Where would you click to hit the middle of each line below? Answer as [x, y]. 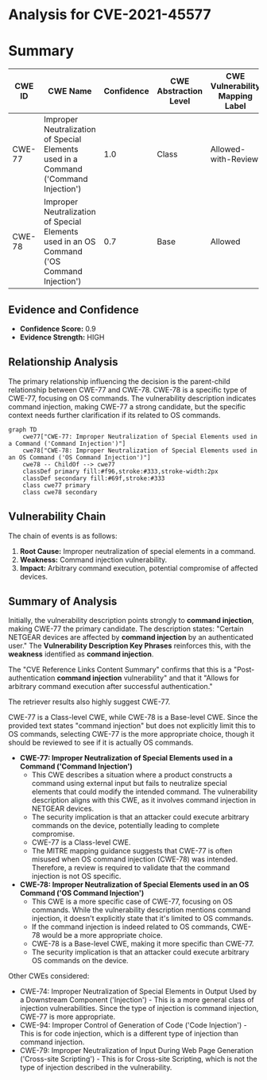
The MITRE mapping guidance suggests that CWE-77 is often [132, 851]
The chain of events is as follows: [63, 536]
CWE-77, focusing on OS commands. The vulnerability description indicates [132, 398]
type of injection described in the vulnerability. [96, 1067]
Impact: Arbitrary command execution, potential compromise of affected [139, 568]
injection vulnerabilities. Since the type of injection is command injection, [139, 1008]
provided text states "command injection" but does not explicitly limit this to [132, 726]
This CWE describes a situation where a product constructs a [132, 775]
